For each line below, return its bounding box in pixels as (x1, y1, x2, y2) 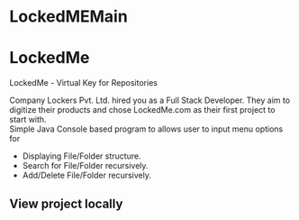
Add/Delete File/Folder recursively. (22, 170, 151, 181)
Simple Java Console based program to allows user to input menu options (9, 124, 284, 134)
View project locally (9, 196, 123, 211)
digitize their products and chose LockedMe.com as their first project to (9, 105, 276, 115)
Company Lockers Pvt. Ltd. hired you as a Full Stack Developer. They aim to (9, 95, 291, 105)
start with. (9, 115, 47, 125)
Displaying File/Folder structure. (22, 151, 141, 161)
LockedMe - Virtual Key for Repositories (9, 78, 158, 88)
